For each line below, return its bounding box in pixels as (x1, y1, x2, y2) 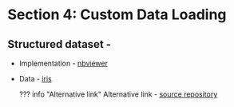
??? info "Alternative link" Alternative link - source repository (18, 89, 218, 99)
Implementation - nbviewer (18, 58, 109, 68)
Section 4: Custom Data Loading (7, 6, 227, 24)
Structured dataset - (7, 38, 112, 51)
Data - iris (18, 74, 53, 83)
